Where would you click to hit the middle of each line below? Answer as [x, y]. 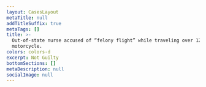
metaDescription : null [35, 69]
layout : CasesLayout [33, 12]
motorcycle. [27, 47]
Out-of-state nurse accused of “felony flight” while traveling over [102, 40]
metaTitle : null [27, 18]
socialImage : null [30, 75]
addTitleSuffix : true [34, 23]
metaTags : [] [23, 29]
